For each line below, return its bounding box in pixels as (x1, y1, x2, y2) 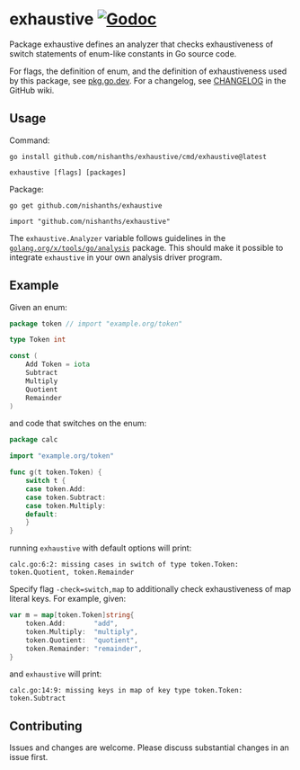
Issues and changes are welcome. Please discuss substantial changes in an (9, 742, 290, 753)
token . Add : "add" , (25, 619, 119, 629)
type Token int (9, 336, 66, 345)
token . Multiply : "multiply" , (25, 627, 139, 636)
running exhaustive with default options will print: (9, 542, 192, 553)
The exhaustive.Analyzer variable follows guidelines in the (9, 232, 226, 243)
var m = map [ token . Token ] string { (9, 611, 135, 620)
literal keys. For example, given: (9, 594, 127, 604)
